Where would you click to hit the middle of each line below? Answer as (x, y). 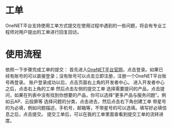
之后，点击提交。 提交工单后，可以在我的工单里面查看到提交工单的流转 (84, 114)
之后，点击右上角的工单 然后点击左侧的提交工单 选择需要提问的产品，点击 (83, 88)
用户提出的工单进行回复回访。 (50, 32)
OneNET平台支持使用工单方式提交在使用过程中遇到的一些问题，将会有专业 (84, 25)
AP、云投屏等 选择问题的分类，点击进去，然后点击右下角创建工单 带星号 (90, 101)
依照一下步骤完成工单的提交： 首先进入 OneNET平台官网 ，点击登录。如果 (82, 69)
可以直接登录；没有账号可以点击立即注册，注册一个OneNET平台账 (97, 76)
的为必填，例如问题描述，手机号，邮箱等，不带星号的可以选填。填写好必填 (84, 108)
